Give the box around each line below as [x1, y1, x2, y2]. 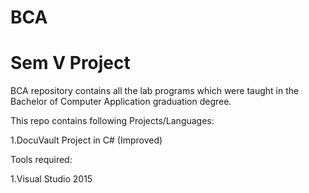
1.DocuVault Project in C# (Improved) [10, 134, 163, 146]
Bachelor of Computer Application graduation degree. [10, 96, 232, 108]
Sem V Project [10, 52, 131, 75]
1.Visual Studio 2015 [10, 173, 93, 185]
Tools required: [10, 154, 73, 166]
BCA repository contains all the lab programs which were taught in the [10, 85, 300, 97]
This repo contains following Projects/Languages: [10, 115, 215, 127]
